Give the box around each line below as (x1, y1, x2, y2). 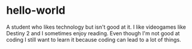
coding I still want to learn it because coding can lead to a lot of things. (6, 36, 181, 43)
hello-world (6, 4, 66, 17)
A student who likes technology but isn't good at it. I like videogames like (6, 23, 186, 30)
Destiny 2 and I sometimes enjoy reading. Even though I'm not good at (6, 29, 180, 36)
